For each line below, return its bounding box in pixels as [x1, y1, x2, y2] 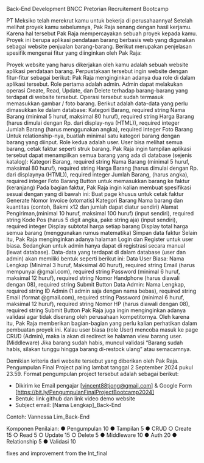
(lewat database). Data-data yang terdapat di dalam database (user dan [6, 249, 186, 256]
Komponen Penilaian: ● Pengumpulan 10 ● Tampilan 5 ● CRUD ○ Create [6, 425, 192, 432]
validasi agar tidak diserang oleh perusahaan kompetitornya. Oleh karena [6, 313, 190, 320]
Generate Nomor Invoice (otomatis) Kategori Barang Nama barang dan [6, 197, 183, 204]
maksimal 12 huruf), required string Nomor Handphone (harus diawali [6, 274, 180, 282]
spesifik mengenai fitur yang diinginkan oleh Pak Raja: [6, 49, 142, 57]
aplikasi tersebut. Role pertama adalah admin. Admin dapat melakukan [6, 80, 183, 88]
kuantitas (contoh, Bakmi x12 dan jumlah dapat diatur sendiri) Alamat [6, 203, 178, 211]
